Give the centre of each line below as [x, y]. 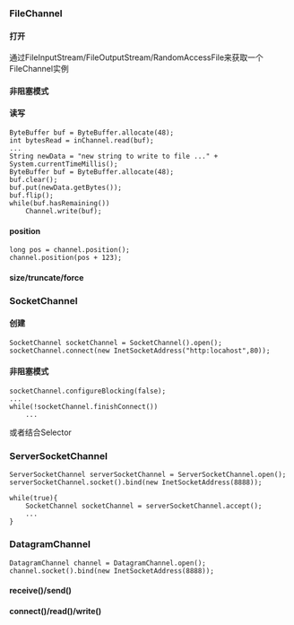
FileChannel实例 [39, 69]
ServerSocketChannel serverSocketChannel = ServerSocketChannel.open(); [148, 475]
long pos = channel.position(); [69, 250]
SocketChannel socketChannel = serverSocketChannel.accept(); [144, 506]
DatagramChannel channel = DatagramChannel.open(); [108, 563]
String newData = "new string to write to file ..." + [114, 156]
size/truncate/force [47, 277]
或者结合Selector [40, 432]
